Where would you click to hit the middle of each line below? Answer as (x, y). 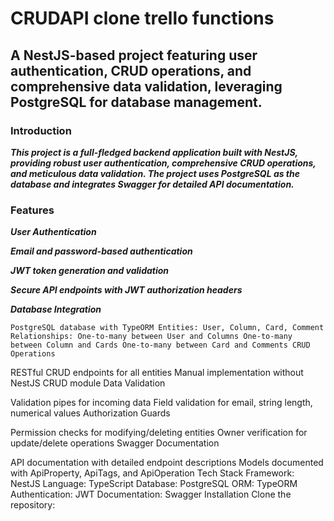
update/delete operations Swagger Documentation (115, 443)
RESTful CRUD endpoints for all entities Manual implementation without (157, 373)
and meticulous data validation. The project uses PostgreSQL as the (155, 173)
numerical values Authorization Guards (90, 413)
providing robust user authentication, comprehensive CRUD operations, (163, 163)
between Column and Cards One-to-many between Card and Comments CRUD (160, 345)
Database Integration (56, 309)
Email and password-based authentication (101, 251)
